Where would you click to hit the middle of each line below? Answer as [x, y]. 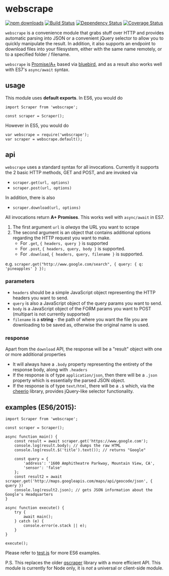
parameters [20, 281]
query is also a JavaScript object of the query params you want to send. [87, 303]
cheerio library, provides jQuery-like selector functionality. [73, 391]
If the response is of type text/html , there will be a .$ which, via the [83, 386]
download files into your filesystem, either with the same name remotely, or [84, 49]
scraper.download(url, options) [47, 208]
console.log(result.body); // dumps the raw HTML [68, 445]
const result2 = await [38, 476]
